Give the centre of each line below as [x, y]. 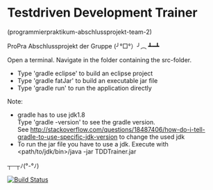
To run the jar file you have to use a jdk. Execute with [93, 144]
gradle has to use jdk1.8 [51, 115]
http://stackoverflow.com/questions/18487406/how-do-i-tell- [118, 129]
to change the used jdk [152, 137]
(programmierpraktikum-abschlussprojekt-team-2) [80, 32]
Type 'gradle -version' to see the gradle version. [86, 122]
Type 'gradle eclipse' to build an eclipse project [85, 73]
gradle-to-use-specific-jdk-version [67, 137]
